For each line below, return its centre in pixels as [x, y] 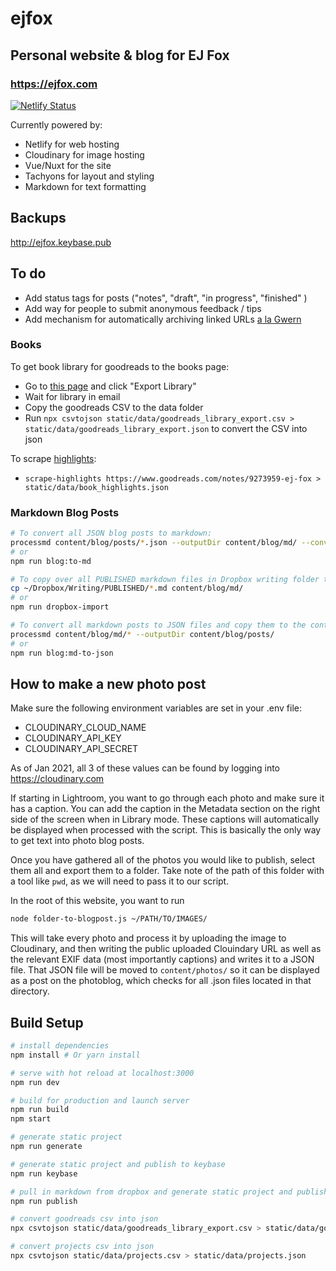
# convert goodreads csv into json [84, 1219]
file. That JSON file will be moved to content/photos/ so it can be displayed [165, 970]
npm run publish [44, 1201]
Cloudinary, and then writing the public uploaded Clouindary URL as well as [166, 949]
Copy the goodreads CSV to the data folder [114, 407]
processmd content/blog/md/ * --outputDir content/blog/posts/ [142, 634]
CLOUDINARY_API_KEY [73, 738]
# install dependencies [60, 1046]
